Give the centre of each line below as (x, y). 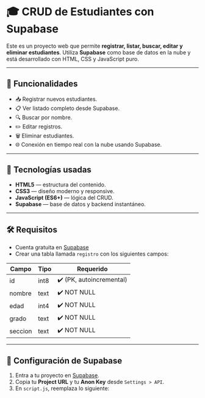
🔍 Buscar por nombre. (44, 117)
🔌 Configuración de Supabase (64, 360)
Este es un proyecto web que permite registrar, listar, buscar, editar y (95, 46)
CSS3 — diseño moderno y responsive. (65, 191)
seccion (21, 331)
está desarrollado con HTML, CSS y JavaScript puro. (73, 59)
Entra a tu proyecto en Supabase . (57, 375)
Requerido (92, 269)
